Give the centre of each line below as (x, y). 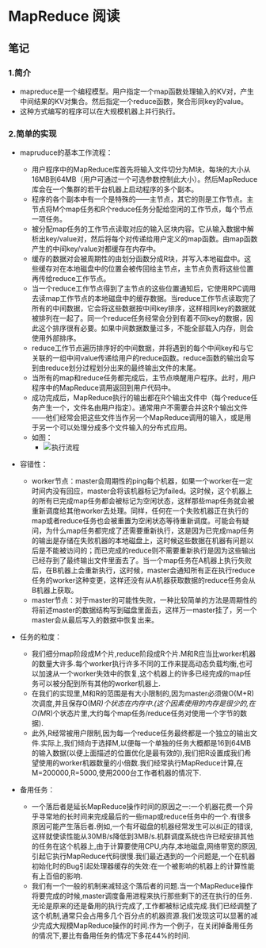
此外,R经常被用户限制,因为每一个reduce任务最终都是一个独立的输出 (141, 733)
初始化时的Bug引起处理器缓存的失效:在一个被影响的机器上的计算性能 (143, 866)
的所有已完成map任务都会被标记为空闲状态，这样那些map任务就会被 (143, 501)
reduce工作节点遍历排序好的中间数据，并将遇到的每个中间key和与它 (142, 348)
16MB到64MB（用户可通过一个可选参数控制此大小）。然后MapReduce (144, 179)
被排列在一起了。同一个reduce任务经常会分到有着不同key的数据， (139, 318)
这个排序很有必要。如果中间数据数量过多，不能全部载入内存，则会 (146, 328)
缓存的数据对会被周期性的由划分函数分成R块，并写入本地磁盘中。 (138, 259)
